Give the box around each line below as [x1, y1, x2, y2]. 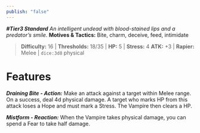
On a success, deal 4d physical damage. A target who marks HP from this [6, 96, 188, 103]
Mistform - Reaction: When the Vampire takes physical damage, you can [6, 113, 186, 121]
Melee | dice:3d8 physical [20, 49, 85, 56]
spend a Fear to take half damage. [6, 120, 91, 127]
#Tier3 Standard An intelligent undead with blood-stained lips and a [6, 25, 176, 32]
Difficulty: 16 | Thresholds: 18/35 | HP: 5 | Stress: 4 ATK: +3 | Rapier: [20, 43, 195, 50]
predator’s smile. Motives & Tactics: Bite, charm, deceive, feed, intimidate [6, 31, 189, 39]
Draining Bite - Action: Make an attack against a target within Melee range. [6, 90, 192, 97]
